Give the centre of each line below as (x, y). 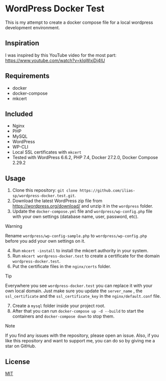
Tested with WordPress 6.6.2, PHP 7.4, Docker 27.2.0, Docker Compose (85, 158)
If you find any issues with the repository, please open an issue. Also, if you (82, 335)
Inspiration (22, 43)
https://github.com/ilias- (107, 191)
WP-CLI (20, 147)
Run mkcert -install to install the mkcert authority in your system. (80, 251)
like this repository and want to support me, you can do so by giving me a (80, 341)
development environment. (33, 27)
